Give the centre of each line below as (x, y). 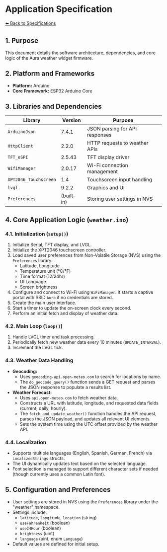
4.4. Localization (26, 442)
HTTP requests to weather (118, 143)
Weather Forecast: (32, 392)
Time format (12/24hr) (42, 276)
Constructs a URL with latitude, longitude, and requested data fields (89, 403)
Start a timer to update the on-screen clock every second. (72, 308)
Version (71, 120)
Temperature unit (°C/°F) (45, 271)
